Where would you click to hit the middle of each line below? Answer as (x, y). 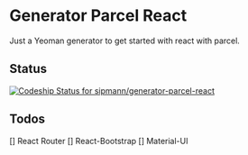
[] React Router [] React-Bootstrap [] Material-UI (99, 141)
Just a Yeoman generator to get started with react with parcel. (125, 41)
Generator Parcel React (98, 16)
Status (28, 69)
